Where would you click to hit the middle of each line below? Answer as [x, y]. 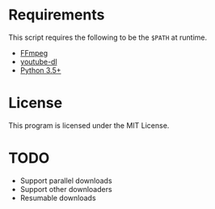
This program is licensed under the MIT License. [89, 125]
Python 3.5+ [41, 70]
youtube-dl [39, 62]
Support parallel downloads [66, 181]
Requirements [57, 15]
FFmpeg [34, 53]
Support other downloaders [66, 189]
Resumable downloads [58, 198]
